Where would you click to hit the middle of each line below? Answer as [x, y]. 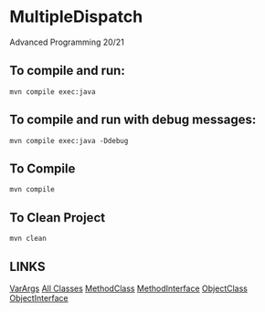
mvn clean [28, 239]
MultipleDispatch [76, 17]
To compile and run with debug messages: [133, 120]
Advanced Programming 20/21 [67, 42]
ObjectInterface [39, 298]
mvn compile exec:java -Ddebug [69, 140]
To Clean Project [58, 218]
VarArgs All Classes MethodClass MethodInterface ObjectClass [129, 288]
